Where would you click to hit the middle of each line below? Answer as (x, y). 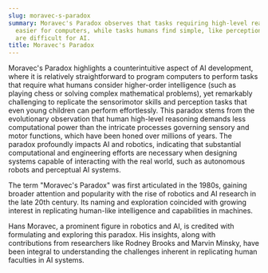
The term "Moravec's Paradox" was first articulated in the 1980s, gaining (128, 185)
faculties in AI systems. (47, 260)
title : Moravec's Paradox (51, 45)
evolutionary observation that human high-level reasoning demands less (127, 119)
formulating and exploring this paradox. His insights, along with (112, 235)
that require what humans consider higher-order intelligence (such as (122, 85)
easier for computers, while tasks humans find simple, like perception (139, 30)
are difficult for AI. (53, 38)
